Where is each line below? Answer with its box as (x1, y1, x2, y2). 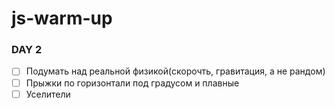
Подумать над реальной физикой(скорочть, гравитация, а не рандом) (25, 65, 326, 77)
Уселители (25, 88, 71, 100)
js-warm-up (11, 7, 113, 30)
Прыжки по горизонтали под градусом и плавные (25, 77, 240, 89)
